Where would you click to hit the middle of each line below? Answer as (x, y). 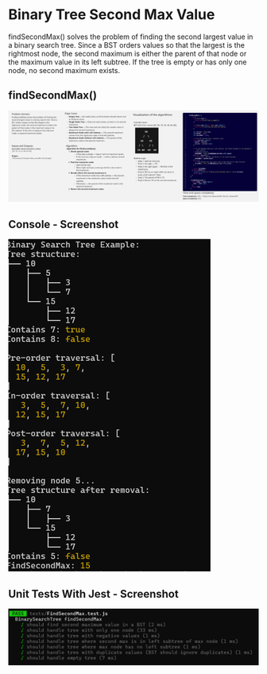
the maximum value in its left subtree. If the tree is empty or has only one (128, 62)
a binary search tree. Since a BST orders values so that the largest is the (126, 45)
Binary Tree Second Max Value (112, 15)
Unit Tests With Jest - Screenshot (93, 594)
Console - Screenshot (64, 224)
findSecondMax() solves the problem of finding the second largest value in (131, 37)
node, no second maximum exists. (64, 70)
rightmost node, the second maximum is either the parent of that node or (128, 53)
